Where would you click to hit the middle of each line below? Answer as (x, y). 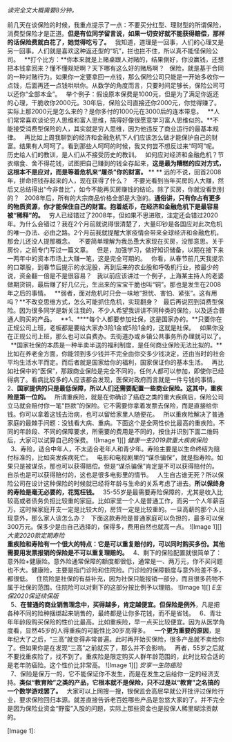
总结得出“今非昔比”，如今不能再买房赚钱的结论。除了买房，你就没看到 (119, 189)
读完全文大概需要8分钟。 (42, 10)
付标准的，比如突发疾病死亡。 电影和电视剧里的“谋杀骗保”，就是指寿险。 (112, 458)
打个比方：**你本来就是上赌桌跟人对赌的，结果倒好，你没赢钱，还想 (127, 60)
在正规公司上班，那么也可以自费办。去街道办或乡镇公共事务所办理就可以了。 (116, 336)
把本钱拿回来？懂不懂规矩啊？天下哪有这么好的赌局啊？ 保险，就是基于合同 (116, 68)
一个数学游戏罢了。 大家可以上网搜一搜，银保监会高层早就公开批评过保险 (113, 691)
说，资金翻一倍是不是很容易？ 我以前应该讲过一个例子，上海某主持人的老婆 (116, 276)
